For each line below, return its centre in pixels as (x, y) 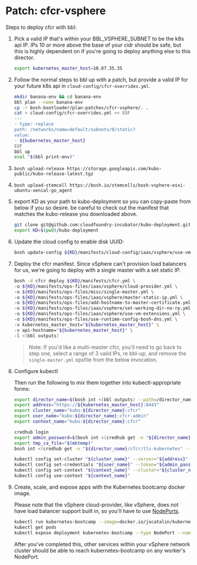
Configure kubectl (36, 371)
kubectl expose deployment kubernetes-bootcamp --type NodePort (94, 533)
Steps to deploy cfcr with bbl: (41, 27)
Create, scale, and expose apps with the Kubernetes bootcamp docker (100, 487)
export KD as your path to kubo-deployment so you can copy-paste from (102, 201)
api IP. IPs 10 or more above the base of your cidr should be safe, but (98, 45)
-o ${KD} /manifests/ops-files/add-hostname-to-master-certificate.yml (102, 303)
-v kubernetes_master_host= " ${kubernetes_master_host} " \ (86, 325)
